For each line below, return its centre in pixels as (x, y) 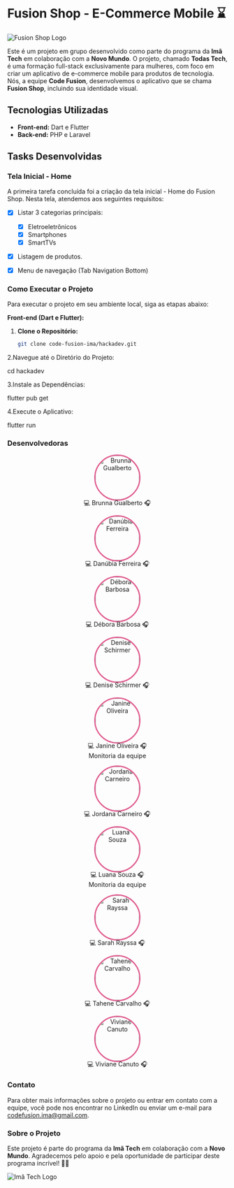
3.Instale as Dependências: (46, 384)
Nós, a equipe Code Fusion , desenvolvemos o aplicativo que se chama (109, 80)
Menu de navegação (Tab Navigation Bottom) (83, 270)
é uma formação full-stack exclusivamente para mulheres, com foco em (111, 66)
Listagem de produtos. (50, 256)
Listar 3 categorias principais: (60, 212)
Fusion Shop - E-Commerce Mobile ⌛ (117, 14)
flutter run (22, 425)
